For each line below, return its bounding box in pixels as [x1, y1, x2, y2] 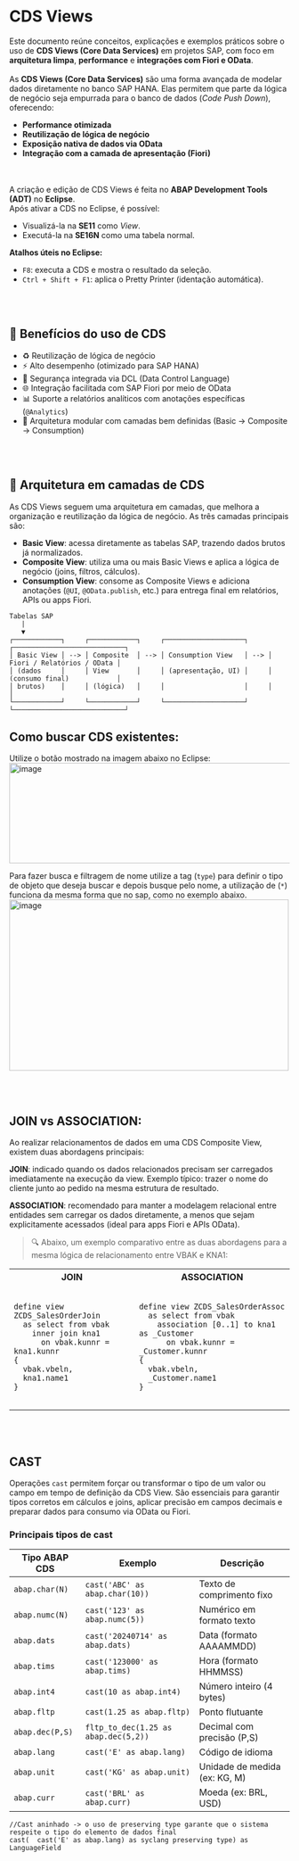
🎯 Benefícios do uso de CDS [9, 327, 166, 342]
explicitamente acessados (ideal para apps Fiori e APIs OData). [9, 1220, 240, 1230]
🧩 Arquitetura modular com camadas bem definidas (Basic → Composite [21, 415, 287, 426]
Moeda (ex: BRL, [198, 1786, 269, 1799]
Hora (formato [198, 1655, 259, 1667]
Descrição [220, 1557, 265, 1569]
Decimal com [198, 1720, 255, 1733]
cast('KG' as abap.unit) [85, 1767, 190, 1777]
